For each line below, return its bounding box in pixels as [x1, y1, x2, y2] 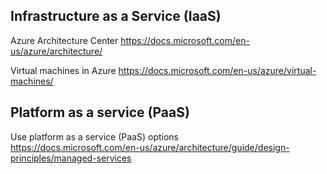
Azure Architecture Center [10, 34, 119, 46]
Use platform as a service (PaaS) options [10, 130, 180, 143]
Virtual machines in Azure [10, 64, 117, 76]
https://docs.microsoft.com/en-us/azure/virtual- [118, 64, 317, 76]
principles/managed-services [10, 152, 132, 164]
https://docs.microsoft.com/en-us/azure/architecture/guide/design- [10, 141, 290, 153]
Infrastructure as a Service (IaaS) [10, 8, 222, 25]
